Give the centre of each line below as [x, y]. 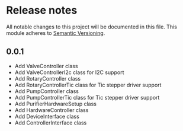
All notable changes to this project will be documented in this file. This [92, 27]
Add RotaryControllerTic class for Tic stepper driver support [88, 85]
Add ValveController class [46, 66]
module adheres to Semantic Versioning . [56, 33]
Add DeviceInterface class [47, 116]
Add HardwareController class [52, 110]
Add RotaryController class [48, 78]
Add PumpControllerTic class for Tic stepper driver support [87, 97]
